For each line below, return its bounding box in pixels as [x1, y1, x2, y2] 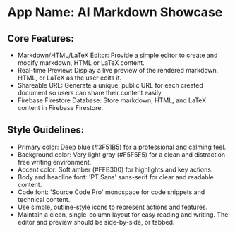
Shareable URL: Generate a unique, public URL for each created [17, 81, 203, 89]
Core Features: [7, 32, 74, 44]
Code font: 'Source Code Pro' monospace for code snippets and [17, 188, 205, 196]
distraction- [193, 150, 229, 159]
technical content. [17, 195, 71, 203]
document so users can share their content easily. [17, 89, 164, 97]
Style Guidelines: [7, 124, 85, 136]
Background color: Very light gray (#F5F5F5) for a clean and [17, 150, 193, 159]
